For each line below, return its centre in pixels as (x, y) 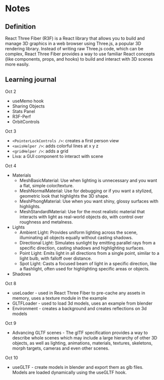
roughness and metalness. (46, 222)
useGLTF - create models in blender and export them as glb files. (78, 367)
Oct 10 (12, 358)
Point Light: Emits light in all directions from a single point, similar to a (89, 253)
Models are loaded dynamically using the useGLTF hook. (69, 372)
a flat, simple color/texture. (47, 185)
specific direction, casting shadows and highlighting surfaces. (82, 248)
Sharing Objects (28, 106)
